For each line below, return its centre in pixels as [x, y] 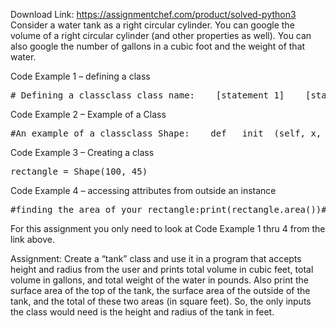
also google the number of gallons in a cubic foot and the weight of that [158, 46]
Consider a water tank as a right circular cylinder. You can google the [152, 25]
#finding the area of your [76, 209]
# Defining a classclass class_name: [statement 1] [147, 95]
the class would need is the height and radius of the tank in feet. [142, 312]
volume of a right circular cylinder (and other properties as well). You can [161, 35]
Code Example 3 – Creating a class [82, 152]
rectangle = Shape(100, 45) [79, 171]
